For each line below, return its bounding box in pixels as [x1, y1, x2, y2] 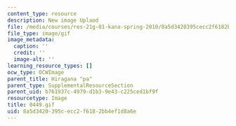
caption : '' [13, 43, 49, 50]
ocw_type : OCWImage [7, 69, 65, 76]
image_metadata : [7, 36, 55, 43]
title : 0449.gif [7, 101, 55, 108]
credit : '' [13, 50, 46, 57]
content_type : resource [7, 10, 77, 17]
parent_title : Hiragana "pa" [7, 75, 93, 83]
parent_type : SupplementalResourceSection [7, 82, 133, 89]
